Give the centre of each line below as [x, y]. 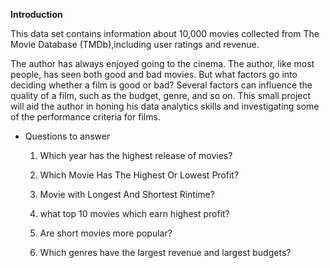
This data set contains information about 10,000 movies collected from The [165, 33]
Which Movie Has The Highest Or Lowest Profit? [139, 175]
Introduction [36, 14]
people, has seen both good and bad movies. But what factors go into [154, 74]
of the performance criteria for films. [85, 117]
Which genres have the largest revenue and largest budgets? [165, 252]
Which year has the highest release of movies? [136, 155]
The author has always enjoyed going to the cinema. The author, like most [162, 63]
